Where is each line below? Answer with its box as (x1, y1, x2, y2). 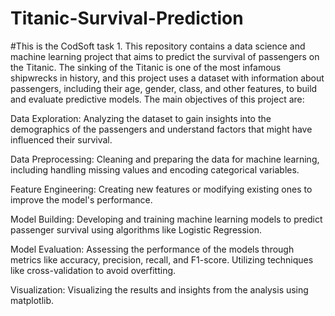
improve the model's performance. (10, 193, 153, 206)
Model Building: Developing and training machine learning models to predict (10, 213, 323, 225)
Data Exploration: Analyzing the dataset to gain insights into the (10, 112, 272, 124)
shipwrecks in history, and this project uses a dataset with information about (10, 72, 325, 84)
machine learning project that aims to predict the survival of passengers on (10, 50, 320, 62)
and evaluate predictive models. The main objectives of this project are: (10, 93, 305, 105)
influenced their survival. (10, 133, 113, 146)
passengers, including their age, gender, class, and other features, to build (10, 82, 318, 94)
